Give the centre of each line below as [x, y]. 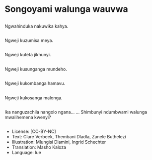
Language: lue [27, 153]
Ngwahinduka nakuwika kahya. [37, 26]
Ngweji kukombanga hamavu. [35, 83]
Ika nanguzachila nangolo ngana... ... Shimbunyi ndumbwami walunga [76, 112]
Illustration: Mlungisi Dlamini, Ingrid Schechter [59, 142]
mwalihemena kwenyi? [28, 117]
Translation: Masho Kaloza [39, 147]
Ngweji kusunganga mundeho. [36, 69]
